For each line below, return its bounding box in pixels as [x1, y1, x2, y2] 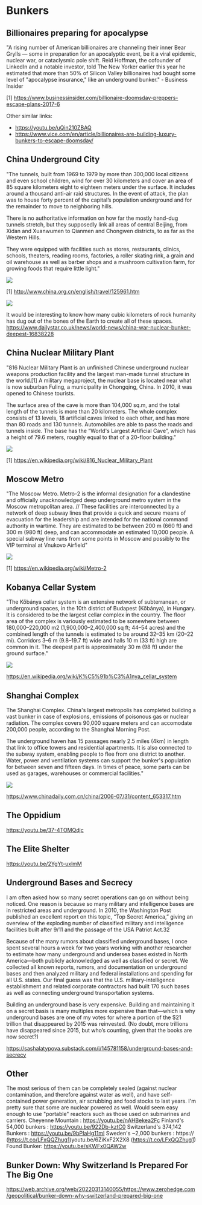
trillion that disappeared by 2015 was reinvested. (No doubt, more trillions [6, 1020, 189, 1027]
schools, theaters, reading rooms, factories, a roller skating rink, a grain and [6, 252, 195, 259]
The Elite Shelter [6, 844, 70, 854]
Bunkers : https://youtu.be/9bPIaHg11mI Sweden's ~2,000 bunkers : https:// [6, 1130, 194, 1137]
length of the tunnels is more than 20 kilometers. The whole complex [6, 408, 177, 415]
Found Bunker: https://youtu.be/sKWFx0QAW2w [6, 1143, 127, 1150]
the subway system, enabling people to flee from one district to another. [6, 750, 186, 758]
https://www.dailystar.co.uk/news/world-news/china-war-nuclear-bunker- [6, 323, 191, 331]
